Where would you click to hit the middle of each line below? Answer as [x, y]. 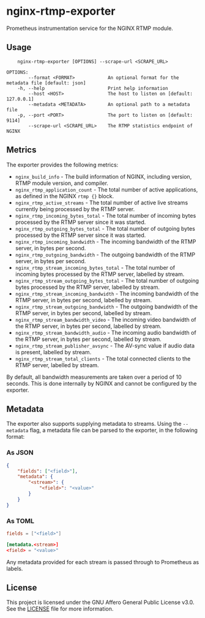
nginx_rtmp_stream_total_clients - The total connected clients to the [103, 359]
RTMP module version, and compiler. [62, 183]
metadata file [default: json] [46, 83]
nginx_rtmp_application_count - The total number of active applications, [106, 189]
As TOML [20, 521]
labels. [15, 568]
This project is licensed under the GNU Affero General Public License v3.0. [100, 602]
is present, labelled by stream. [53, 352]
